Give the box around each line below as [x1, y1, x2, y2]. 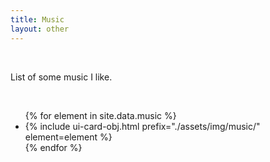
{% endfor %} [24, 141, 83, 153]
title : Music [10, 14, 65, 25]
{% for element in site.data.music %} [24, 109, 177, 121]
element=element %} [24, 131, 113, 143]
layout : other [10, 24, 70, 34]
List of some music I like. [10, 71, 113, 83]
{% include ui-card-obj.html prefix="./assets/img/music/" [24, 120, 261, 132]
